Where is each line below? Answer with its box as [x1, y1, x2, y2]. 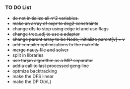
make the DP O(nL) [12, 79, 52, 85]
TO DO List [5, 4, 32, 11]
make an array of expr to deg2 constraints [12, 20, 99, 26]
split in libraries [12, 52, 44, 58]
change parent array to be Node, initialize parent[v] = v [12, 36, 125, 42]
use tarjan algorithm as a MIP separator [12, 58, 93, 64]
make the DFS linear [12, 74, 54, 80]
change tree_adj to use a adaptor [12, 31, 80, 37]
